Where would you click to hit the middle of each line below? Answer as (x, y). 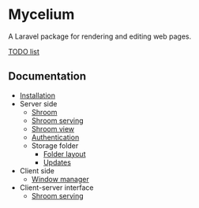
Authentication (55, 137)
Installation (38, 95)
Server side (38, 103)
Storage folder (55, 145)
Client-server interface (56, 188)
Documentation (47, 76)
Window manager (60, 179)
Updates (57, 162)
